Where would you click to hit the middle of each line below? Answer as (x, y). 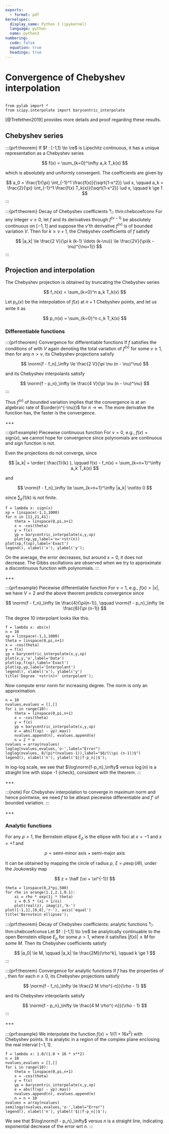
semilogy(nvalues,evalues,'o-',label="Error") (55, 1107)
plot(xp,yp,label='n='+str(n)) (47, 539)
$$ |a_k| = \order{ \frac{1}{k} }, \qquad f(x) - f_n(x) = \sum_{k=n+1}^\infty (85, 463)
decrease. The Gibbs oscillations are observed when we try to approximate (83, 563)
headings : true (26, 52)
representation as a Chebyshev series (45, 153)
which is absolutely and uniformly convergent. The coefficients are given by (84, 173)
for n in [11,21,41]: (28, 517)
